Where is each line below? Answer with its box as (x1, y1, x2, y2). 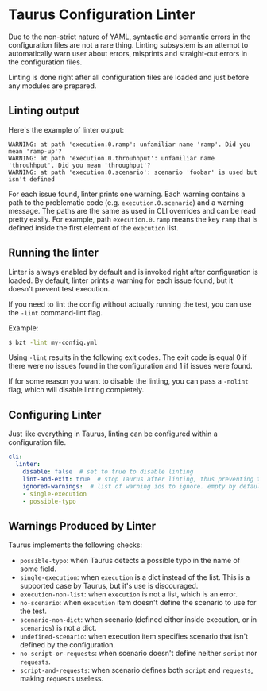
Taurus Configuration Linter (8, 6, 196, 24)
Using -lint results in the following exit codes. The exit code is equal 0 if (8, 353, 248, 362)
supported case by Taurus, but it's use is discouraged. (19, 581, 199, 591)
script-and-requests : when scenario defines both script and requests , (19, 666, 253, 675)
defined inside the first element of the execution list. (8, 222, 179, 232)
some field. (19, 564, 57, 573)
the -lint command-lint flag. (8, 307, 103, 317)
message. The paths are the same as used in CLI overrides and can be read (8, 206, 257, 215)
